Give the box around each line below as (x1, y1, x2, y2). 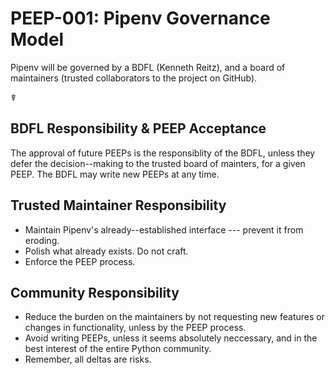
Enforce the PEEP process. (24, 255, 136, 267)
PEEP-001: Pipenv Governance (10, 7, 271, 30)
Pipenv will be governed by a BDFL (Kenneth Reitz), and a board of (10, 61, 286, 73)
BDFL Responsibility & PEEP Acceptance (10, 120, 267, 137)
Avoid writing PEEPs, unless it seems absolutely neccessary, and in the (24, 332, 318, 344)
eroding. (24, 234, 60, 246)
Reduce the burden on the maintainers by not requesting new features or (24, 311, 325, 323)
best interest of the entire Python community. (24, 343, 212, 355)
